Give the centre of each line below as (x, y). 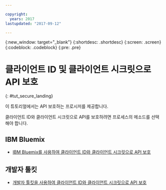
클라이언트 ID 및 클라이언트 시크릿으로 (78, 69)
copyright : (16, 14)
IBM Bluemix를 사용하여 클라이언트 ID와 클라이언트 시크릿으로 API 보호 (81, 152)
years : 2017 (22, 19)
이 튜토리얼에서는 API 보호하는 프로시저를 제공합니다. (57, 106)
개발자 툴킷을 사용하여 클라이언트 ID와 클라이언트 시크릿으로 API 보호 (79, 182)
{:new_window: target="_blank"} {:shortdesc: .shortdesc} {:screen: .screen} (83, 42)
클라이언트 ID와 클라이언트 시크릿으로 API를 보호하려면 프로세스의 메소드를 (78, 117)
